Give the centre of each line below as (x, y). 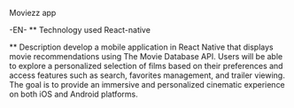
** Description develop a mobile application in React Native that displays (141, 47)
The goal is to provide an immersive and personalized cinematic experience (147, 85)
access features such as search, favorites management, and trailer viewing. (147, 75)
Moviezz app (33, 13)
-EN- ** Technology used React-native (80, 30)
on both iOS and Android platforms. (74, 94)
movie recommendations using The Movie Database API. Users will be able (146, 56)
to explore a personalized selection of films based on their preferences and (146, 66)
